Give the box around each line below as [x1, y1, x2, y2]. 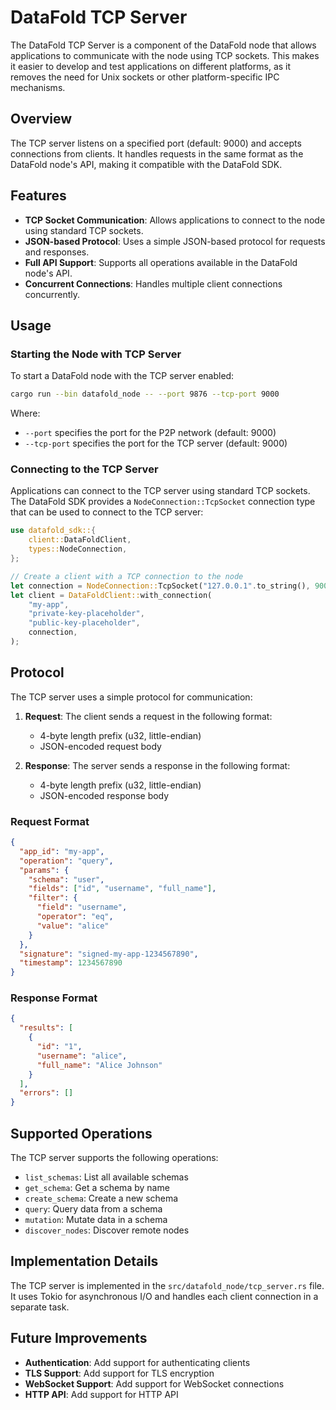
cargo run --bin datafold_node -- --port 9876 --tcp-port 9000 [10, 389, 280, 400]
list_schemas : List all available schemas [24, 1171, 189, 1183]
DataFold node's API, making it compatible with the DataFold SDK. [10, 158, 283, 170]
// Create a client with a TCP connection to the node [10, 571, 244, 581]
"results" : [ [19, 1023, 74, 1033]
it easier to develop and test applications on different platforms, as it [10, 60, 292, 72]
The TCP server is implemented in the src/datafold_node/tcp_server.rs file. [10, 1279, 325, 1291]
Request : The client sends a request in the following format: [24, 710, 273, 722]
